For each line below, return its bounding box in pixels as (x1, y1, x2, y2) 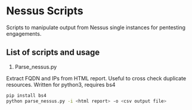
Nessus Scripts (6, 4, 83, 18)
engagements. (6, 30, 42, 37)
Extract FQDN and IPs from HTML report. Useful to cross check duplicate (6, 74, 187, 81)
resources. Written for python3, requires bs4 (6, 81, 116, 88)
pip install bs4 (6, 92, 47, 99)
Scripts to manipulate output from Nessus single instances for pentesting (6, 24, 186, 31)
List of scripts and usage (6, 48, 100, 58)
